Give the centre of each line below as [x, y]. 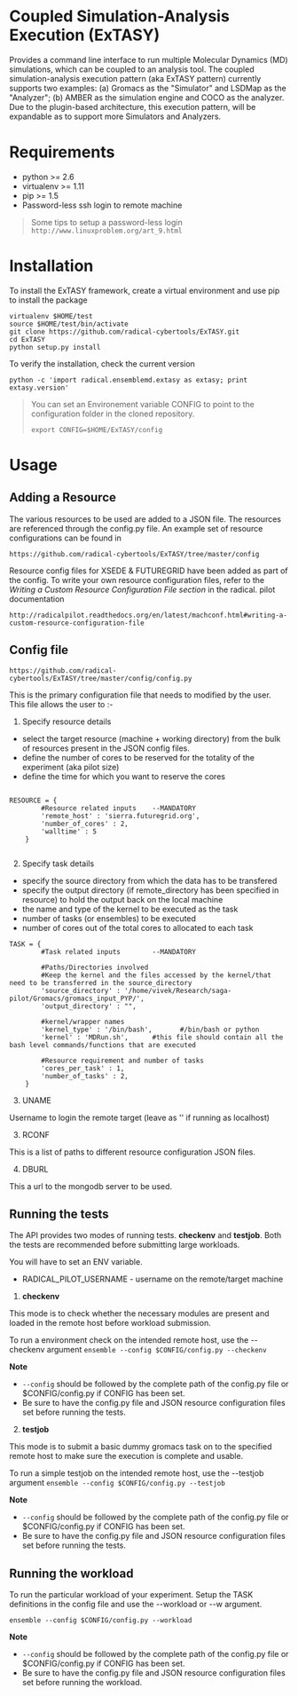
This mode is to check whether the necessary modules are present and [139, 1313]
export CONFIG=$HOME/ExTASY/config [97, 430]
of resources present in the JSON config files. [106, 748]
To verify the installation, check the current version [102, 363]
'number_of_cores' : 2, [85, 824]
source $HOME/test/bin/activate [69, 324]
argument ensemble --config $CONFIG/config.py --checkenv [157, 1350]
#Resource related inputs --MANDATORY [119, 808]
